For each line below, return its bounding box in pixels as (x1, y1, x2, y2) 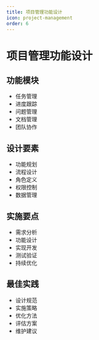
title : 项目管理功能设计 (6, 9, 63, 15)
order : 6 (6, 20, 29, 26)
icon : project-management (6, 15, 73, 21)
